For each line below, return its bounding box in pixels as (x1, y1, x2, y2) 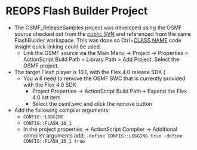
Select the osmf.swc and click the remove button (32, 100, 153, 107)
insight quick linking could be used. (14, 43, 102, 50)
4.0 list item (32, 94, 61, 101)
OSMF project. (23, 62, 59, 69)
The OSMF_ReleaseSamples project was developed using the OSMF (14, 24, 183, 31)
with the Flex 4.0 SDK (23, 81, 76, 88)
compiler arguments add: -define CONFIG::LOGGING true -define (23, 131, 183, 139)
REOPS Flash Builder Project (5, 4, 148, 18)
